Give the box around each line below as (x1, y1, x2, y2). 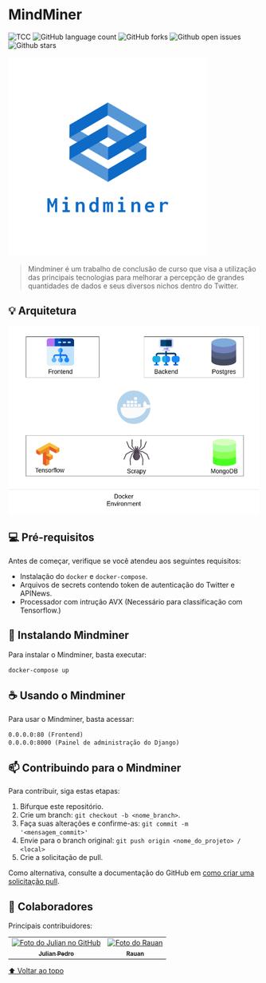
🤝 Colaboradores (8, 900, 94, 914)
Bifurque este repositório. (19, 802, 104, 811)
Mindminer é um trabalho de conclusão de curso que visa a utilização (27, 264, 256, 273)
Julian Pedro (38, 949, 74, 957)
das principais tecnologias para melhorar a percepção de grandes (27, 272, 244, 282)
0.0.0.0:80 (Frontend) (8, 731, 84, 739)
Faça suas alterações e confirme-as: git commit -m (19, 819, 189, 828)
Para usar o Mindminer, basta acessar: (8, 714, 135, 723)
